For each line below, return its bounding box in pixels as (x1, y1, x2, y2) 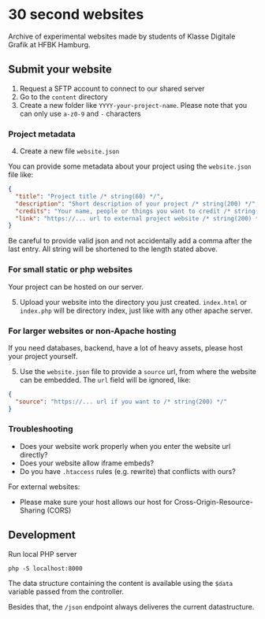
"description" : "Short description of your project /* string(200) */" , (15, 199, 259, 208)
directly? (19, 450, 49, 459)
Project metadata (8, 128, 77, 139)
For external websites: (8, 482, 80, 491)
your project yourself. (8, 351, 78, 361)
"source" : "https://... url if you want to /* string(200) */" (15, 398, 227, 406)
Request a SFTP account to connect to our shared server (19, 83, 205, 93)
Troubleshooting (8, 424, 73, 435)
